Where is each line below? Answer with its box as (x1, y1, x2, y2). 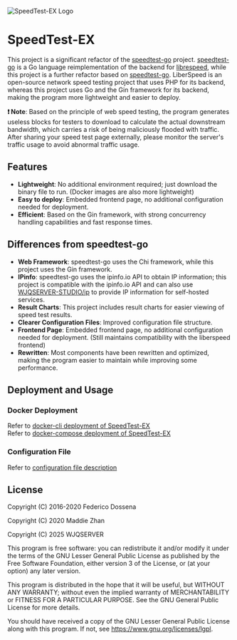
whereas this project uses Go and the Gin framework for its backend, (7, 86, 210, 94)
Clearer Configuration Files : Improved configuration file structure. (17, 318, 213, 326)
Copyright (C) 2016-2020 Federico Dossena (7, 502, 137, 511)
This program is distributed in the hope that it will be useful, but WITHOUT (7, 581, 225, 589)
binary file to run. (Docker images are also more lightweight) (17, 187, 194, 196)
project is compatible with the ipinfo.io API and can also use (17, 280, 194, 289)
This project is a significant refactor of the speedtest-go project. (7, 55, 196, 63)
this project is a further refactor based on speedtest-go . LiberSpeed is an (7, 70, 222, 78)
